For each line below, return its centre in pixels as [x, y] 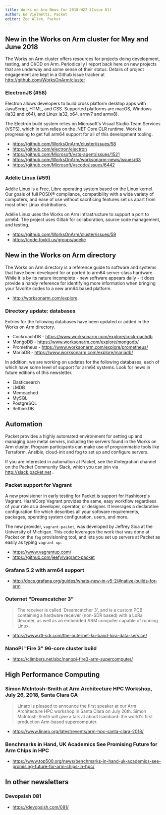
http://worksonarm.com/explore [45, 298]
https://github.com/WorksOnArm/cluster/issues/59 [64, 234]
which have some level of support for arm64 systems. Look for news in [78, 367]
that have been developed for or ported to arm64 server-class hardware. [80, 272]
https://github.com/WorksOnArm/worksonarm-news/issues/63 [77, 160]
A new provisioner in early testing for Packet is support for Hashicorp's [78, 496]
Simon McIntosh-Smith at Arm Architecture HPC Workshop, [79, 689]
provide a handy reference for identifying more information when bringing [81, 283]
